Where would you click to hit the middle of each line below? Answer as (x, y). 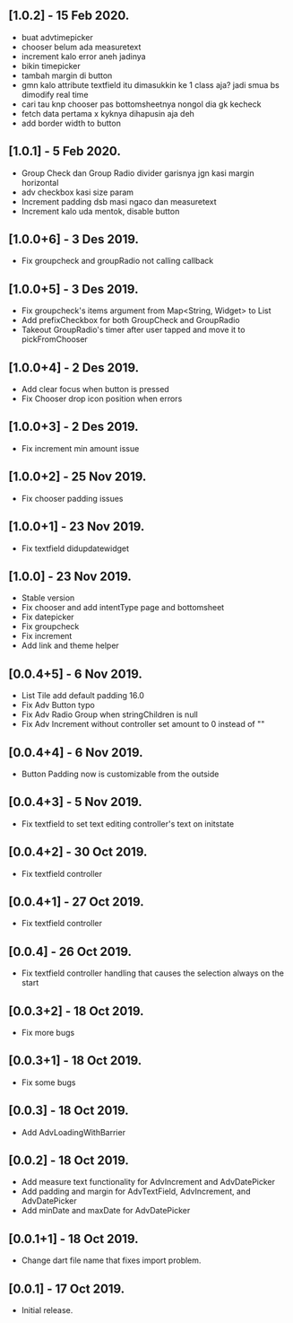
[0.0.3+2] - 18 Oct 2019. (76, 1011)
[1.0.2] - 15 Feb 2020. (69, 16)
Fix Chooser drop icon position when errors (102, 399)
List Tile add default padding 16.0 (83, 696)
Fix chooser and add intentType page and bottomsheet (123, 608)
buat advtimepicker (57, 37)
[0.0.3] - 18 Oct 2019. (69, 1111)
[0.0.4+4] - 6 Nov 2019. (76, 753)
